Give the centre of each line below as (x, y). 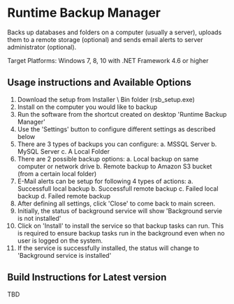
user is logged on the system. (60, 240)
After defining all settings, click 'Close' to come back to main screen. (116, 203)
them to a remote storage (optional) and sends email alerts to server (105, 39)
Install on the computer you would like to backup (87, 107)
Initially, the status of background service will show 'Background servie (119, 210)
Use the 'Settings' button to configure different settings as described (116, 129)
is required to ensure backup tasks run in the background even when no (121, 233)
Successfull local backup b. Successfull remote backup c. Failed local (118, 188)
